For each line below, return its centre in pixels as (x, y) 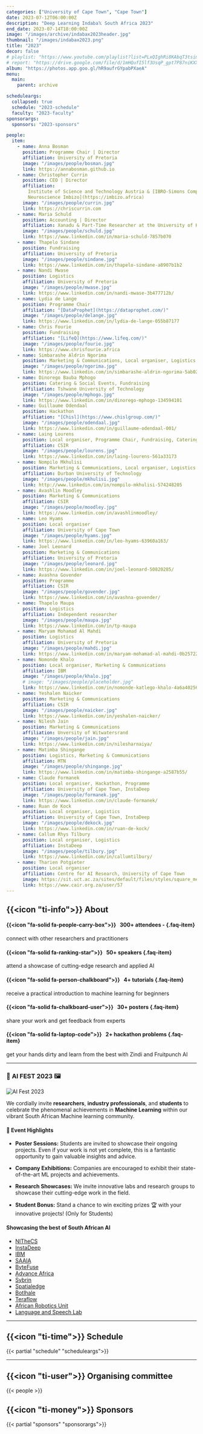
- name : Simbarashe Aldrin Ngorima (62, 355)
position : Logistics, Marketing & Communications (86, 756)
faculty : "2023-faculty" (43, 113)
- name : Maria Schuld (44, 214)
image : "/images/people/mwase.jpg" (67, 287)
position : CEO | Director (55, 180)
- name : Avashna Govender (50, 575)
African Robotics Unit (41, 1305)
